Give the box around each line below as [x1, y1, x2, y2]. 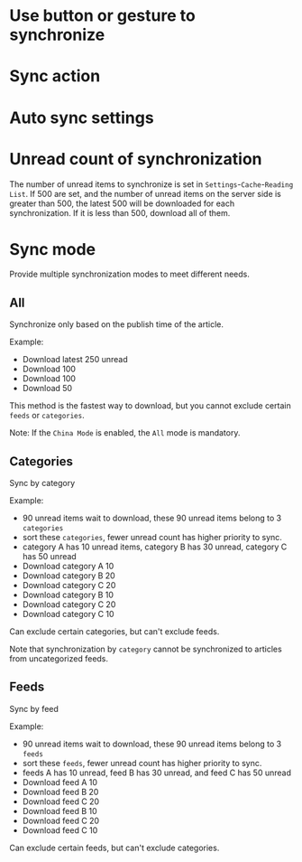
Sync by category [9, 478, 76, 489]
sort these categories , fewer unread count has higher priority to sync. [22, 532, 282, 543]
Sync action [9, 66, 101, 87]
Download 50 [22, 383, 73, 394]
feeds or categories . [9, 410, 85, 421]
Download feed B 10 [22, 805, 97, 816]
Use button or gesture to [9, 5, 196, 26]
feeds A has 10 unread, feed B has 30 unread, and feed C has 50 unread [22, 767, 291, 778]
